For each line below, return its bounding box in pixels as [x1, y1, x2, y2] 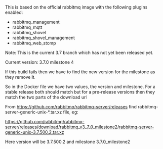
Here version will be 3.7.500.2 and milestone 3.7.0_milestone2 [5, 139, 130, 145]
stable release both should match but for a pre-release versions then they [5, 89, 155, 95]
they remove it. [5, 74, 36, 80]
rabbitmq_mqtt [12, 24, 42, 30]
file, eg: [63, 109, 79, 115]
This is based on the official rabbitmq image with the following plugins [5, 4, 148, 10]
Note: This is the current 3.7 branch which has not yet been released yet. [5, 50, 154, 55]
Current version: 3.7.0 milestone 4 [5, 59, 74, 65]
